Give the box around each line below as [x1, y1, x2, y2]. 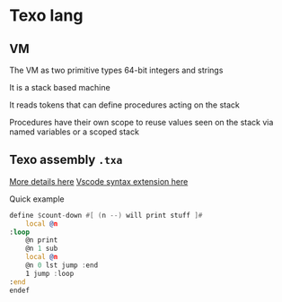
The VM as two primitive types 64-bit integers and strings [9, 65, 224, 75]
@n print [25, 236, 58, 245]
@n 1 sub [25, 244, 58, 254]
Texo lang [9, 5, 84, 26]
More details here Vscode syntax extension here [9, 176, 189, 186]
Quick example [9, 194, 65, 204]
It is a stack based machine [9, 82, 110, 92]
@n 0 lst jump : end [25, 261, 99, 270]
